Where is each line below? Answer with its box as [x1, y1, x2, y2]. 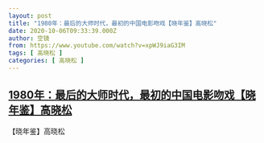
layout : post [8, 11, 52, 20]
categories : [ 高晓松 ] [8, 57, 85, 65]
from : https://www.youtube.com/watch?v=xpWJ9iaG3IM [8, 42, 185, 50]
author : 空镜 [8, 34, 50, 43]
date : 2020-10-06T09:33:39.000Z [8, 27, 117, 35]
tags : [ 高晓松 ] [8, 49, 63, 57]
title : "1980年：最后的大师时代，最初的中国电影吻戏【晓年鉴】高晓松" [8, 19, 217, 27]
